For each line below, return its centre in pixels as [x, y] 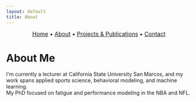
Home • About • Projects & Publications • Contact [99, 34]
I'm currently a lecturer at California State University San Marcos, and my [95, 74]
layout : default [26, 11]
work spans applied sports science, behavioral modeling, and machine [92, 80]
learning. [17, 87]
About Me [31, 58]
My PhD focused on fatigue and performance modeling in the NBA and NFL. [98, 93]
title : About [22, 17]
